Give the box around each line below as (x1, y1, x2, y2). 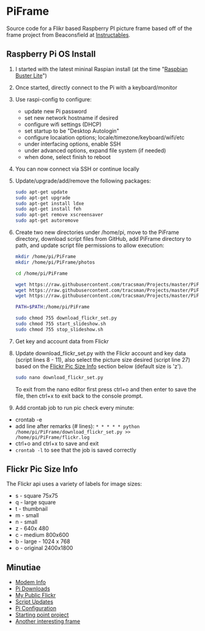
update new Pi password (24, 108, 87, 115)
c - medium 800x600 (15, 531, 69, 539)
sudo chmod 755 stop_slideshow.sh (15, 326, 103, 332)
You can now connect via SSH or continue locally (15, 165, 140, 173)
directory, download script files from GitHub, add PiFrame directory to (15, 235, 192, 242)
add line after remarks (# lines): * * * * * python (15, 422, 140, 429)
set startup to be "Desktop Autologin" (24, 127, 119, 135)
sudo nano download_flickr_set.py (15, 374, 103, 380)
